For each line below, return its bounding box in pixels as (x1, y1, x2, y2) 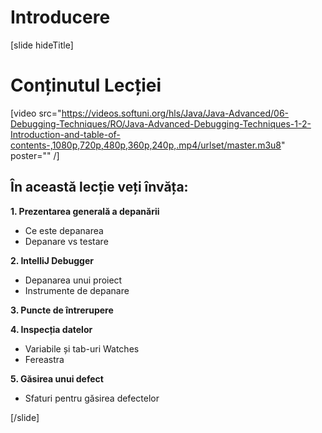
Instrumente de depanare (24, 284, 130, 296)
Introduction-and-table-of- (10, 128, 121, 140)
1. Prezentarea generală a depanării (10, 205, 160, 217)
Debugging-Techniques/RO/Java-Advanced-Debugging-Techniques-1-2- (10, 117, 312, 130)
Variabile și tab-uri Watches (24, 342, 140, 355)
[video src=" (10, 107, 62, 119)
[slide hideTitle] (10, 39, 74, 51)
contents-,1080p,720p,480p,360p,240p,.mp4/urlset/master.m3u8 (10, 139, 282, 151)
